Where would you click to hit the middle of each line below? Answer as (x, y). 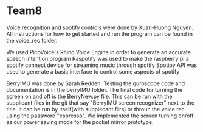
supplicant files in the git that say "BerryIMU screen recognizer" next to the (101, 102)
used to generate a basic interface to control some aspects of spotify (93, 71)
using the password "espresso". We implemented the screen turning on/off (100, 116)
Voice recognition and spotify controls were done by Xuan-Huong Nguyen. (100, 27)
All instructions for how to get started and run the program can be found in (100, 33)
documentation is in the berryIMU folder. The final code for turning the (95, 89)
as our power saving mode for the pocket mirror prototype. (80, 122)
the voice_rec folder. (32, 40)
